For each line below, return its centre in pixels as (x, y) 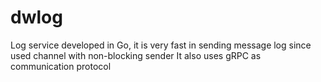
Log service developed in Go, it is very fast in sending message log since (161, 45)
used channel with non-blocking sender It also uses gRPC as (136, 55)
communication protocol (61, 66)
